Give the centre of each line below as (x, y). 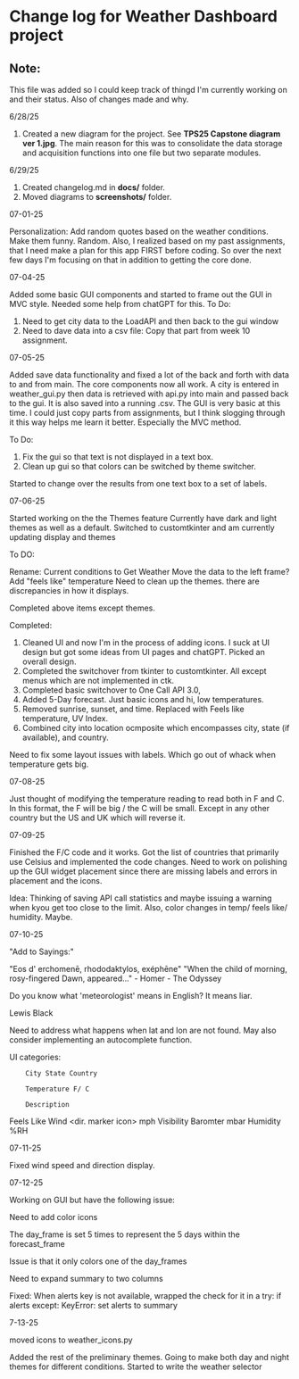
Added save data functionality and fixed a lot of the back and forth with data (149, 375)
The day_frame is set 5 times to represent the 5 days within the (125, 1234)
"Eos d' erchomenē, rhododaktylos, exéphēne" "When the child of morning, (148, 969)
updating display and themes (62, 537)
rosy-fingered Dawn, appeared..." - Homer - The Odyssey (116, 978)
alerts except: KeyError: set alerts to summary (94, 1305)
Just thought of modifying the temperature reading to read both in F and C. (147, 799)
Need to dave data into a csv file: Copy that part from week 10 (136, 331)
